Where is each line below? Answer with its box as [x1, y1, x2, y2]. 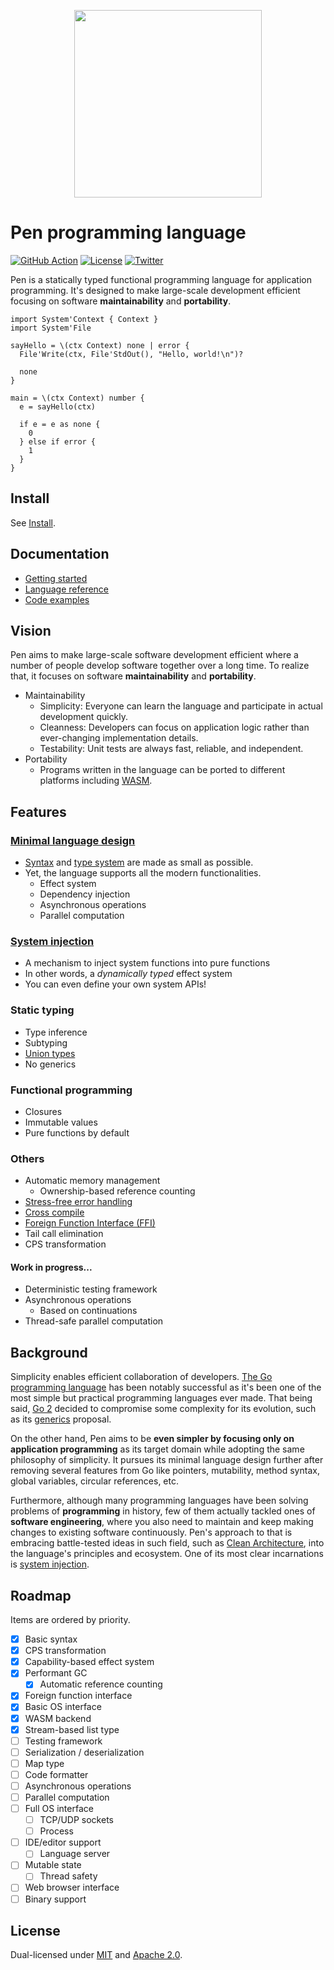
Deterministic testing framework [24, 1283, 158, 1295]
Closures [24, 1105, 63, 1117]
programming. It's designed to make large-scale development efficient [10, 284, 301, 296]
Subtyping [24, 1036, 68, 1049]
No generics [24, 1058, 77, 1070]
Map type [24, 1757, 65, 1769]
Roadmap [10, 1587, 72, 1604]
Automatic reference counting [39, 1678, 163, 1690]
